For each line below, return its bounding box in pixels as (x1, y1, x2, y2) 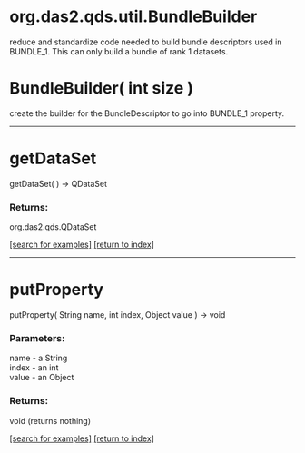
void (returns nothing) (9, 415, 92, 426)
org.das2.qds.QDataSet (9, 222, 97, 232)
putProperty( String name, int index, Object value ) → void (9, 310, 226, 320)
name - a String (9, 352, 68, 364)
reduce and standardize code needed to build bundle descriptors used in (9, 36, 282, 47)
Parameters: (9, 331, 65, 344)
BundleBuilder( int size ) (9, 78, 193, 99)
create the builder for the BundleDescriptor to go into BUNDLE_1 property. (9, 107, 285, 119)
